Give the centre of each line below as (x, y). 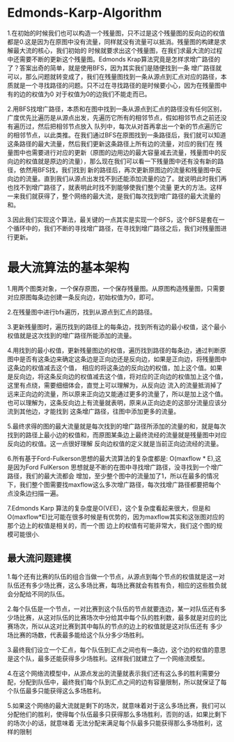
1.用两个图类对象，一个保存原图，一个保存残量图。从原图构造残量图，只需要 (116, 288)
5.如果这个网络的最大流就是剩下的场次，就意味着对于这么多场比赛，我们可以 (117, 705)
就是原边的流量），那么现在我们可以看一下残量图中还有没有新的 (127, 161)
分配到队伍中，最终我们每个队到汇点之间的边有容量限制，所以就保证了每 (123, 682)
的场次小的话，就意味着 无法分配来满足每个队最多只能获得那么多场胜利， (112, 722)
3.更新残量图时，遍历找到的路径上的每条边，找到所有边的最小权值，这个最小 (117, 326)
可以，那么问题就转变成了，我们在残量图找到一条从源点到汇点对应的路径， (114, 76)
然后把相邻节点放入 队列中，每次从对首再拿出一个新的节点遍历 (127, 126)
